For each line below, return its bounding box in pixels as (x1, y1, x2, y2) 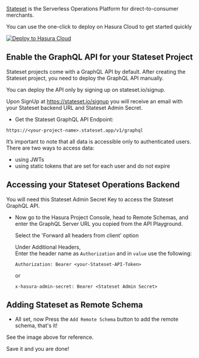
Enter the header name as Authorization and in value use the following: (14, 249, 192, 257)
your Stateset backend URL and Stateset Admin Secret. (6, 104, 143, 111)
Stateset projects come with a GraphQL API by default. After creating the (6, 68, 186, 75)
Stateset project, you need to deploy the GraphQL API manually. (6, 74, 164, 82)
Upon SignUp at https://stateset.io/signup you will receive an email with (6, 97, 183, 105)
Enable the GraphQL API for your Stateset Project (6, 52, 194, 62)
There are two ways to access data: (6, 144, 95, 151)
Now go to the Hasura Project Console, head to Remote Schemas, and (14, 213, 189, 221)
